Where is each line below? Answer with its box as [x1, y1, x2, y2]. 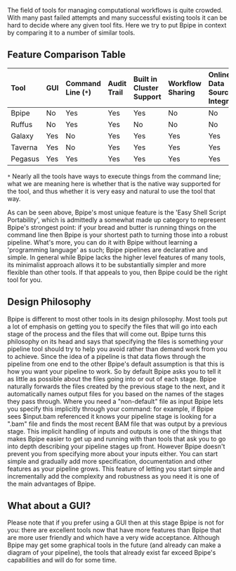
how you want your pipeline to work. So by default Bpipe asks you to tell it [7, 367, 221, 376]
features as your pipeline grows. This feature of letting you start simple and [7, 465, 225, 473]
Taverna [11, 142, 38, 152]
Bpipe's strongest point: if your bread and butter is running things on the [7, 223, 216, 231]
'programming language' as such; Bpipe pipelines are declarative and [7, 245, 209, 254]
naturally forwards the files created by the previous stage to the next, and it [7, 382, 225, 391]
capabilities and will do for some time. [7, 556, 117, 565]
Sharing [168, 87, 195, 97]
